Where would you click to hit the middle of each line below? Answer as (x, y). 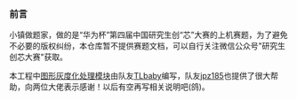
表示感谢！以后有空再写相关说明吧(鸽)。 (137, 87)
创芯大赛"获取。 (39, 57)
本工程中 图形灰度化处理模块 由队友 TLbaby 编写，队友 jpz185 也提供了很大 (140, 76)
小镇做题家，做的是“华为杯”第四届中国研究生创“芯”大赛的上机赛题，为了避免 (148, 35)
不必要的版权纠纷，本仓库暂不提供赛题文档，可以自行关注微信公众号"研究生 (148, 46)
